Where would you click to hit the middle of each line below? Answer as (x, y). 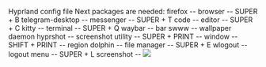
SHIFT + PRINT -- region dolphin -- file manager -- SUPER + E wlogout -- (128, 45)
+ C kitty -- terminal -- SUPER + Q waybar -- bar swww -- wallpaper (120, 28)
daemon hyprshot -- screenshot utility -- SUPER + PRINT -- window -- (123, 36)
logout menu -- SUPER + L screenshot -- (75, 54)
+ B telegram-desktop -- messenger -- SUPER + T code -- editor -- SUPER (131, 20)
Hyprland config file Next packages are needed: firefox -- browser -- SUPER (133, 11)
